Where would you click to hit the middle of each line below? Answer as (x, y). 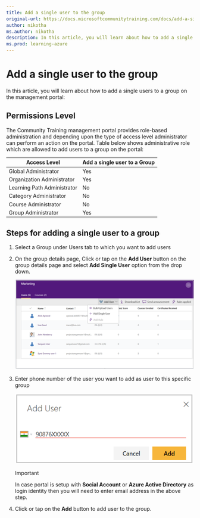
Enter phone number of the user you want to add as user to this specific (103, 379)
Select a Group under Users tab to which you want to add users (93, 247)
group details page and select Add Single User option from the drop (99, 265)
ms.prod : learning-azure (37, 44)
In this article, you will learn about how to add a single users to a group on (97, 91)
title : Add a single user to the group (56, 13)
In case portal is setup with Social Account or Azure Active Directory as (104, 484)
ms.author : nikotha (30, 32)
